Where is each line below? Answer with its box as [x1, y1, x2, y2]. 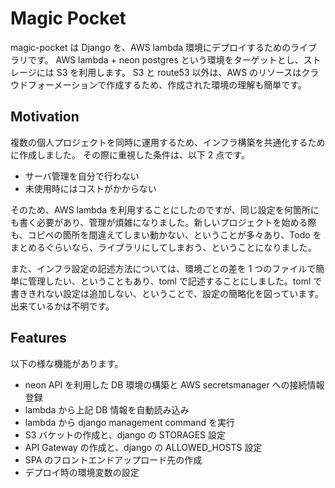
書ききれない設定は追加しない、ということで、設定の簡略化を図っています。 [10, 287, 324, 299]
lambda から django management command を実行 [24, 416, 235, 428]
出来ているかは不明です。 [10, 300, 115, 312]
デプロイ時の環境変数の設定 [24, 466, 140, 478]
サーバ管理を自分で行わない [24, 170, 140, 182]
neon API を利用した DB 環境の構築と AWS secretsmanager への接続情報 [24, 378, 325, 391]
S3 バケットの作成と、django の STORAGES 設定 [24, 428, 226, 441]
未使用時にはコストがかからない [24, 182, 157, 194]
